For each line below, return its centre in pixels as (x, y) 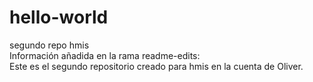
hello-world (59, 17)
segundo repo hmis (49, 45)
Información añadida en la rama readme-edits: (105, 55)
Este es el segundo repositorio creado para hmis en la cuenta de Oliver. (156, 66)
